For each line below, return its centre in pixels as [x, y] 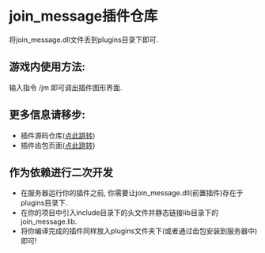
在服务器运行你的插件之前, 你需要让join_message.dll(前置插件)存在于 [132, 193]
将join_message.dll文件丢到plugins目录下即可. [84, 40]
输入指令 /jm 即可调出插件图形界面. [66, 87]
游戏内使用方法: [47, 67]
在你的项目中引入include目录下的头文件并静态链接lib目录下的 [119, 213]
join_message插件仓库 [83, 16]
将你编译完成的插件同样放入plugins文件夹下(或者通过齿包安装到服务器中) [139, 231]
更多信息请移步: [47, 115]
